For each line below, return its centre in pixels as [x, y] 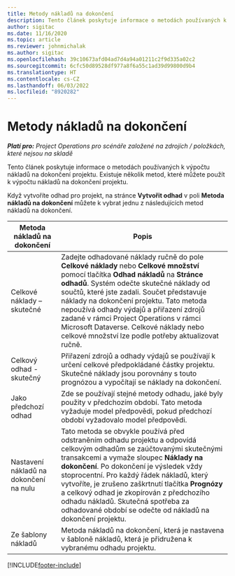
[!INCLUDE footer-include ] [44, 565]
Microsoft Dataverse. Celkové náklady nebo [133, 327]
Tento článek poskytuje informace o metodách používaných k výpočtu [108, 167]
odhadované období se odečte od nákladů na [135, 510]
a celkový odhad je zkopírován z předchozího [135, 493]
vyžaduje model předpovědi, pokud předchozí [136, 411]
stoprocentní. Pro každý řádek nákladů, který [134, 475]
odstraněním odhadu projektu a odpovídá [129, 440]
